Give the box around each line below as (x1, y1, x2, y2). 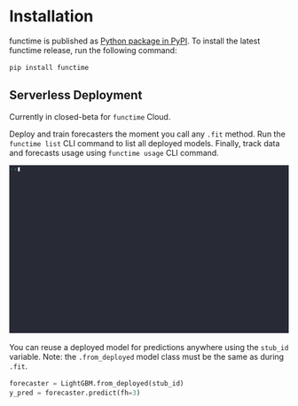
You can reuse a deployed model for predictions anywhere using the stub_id (9, 342, 289, 353)
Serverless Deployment (9, 88, 143, 103)
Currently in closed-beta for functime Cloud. (9, 111, 171, 121)
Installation (9, 6, 94, 27)
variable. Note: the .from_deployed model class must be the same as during (9, 352, 285, 363)
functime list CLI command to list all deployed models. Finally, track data (9, 137, 280, 148)
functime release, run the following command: (9, 44, 177, 55)
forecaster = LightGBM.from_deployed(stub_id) (9, 379, 184, 388)
